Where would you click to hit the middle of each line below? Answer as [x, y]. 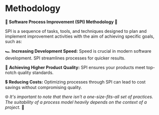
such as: [14, 41]
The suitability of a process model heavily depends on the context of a [76, 102]
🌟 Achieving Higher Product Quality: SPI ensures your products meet [75, 67]
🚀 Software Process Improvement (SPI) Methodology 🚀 [61, 22]
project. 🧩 [15, 107]
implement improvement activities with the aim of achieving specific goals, [80, 36]
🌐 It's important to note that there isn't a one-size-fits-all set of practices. [79, 97]
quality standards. [36, 72]
